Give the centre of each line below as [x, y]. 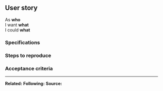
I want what [17, 25]
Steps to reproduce [28, 55]
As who [13, 19]
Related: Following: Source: [33, 83]
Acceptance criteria [29, 68]
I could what [18, 30]
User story [21, 8]
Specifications [23, 42]
